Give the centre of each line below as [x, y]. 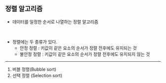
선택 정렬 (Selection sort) [37, 75]
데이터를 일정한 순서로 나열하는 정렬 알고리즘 [55, 22]
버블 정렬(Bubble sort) [34, 69]
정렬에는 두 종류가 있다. [35, 41]
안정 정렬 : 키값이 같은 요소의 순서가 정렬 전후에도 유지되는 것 [78, 48]
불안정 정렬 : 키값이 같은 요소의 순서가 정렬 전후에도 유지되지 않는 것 [85, 54]
